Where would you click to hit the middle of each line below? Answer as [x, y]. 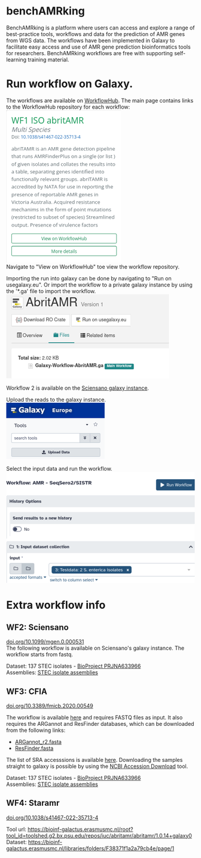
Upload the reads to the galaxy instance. [56, 399]
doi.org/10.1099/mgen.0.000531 [45, 642]
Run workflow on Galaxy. [70, 84]
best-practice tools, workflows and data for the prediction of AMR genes [96, 34]
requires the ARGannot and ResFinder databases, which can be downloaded [100, 724]
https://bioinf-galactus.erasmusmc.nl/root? [80, 829]
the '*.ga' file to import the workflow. [51, 291]
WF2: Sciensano [37, 627]
